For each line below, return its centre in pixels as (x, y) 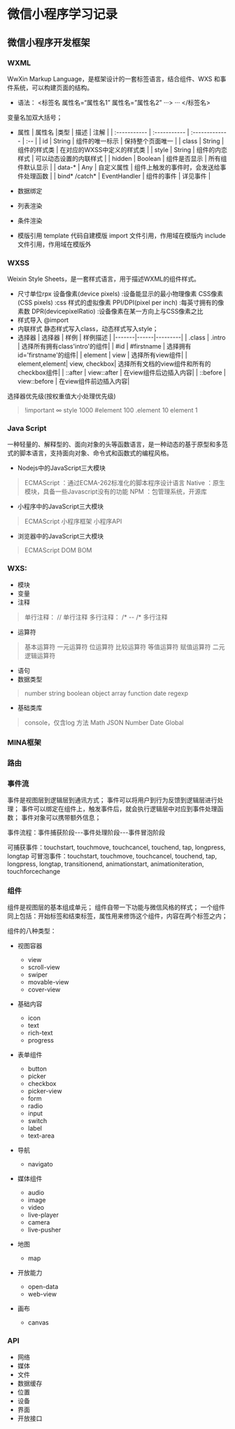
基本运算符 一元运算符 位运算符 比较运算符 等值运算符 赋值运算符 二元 (124, 647)
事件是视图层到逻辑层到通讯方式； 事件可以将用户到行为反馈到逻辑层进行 (112, 800)
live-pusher (44, 1230)
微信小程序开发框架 (49, 42)
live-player (43, 1215)
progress (41, 1040)
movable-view (48, 982)
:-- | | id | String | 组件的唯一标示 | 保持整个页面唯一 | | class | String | (125, 141)
